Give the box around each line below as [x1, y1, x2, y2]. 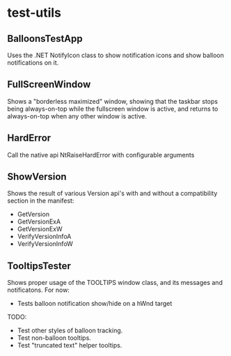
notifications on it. [7, 59, 59, 67]
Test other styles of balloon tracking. [17, 326, 123, 335]
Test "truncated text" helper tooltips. [17, 341, 122, 350]
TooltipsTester [7, 260, 72, 272]
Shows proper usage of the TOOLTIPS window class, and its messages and [7, 279, 223, 287]
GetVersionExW [17, 225, 63, 233]
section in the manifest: [7, 196, 74, 205]
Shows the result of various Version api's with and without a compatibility [7, 189, 218, 198]
